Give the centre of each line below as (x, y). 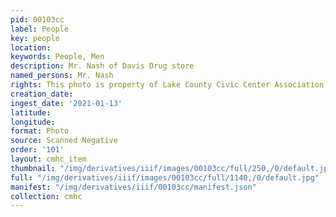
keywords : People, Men (57, 57)
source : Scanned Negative (64, 141)
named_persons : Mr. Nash (62, 76)
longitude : (33, 122)
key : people (35, 38)
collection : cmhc (46, 196)
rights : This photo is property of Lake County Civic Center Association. (169, 85)
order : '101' (37, 150)
